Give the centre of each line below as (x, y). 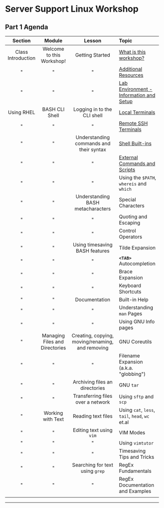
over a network (93, 402)
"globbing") (132, 374)
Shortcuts (130, 292)
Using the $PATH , (137, 178)
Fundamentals (135, 471)
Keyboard (130, 285)
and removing (93, 348)
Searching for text (93, 465)
